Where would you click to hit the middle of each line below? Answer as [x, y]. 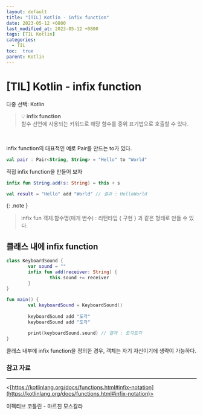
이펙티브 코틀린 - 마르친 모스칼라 [45, 406]
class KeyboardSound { [35, 261]
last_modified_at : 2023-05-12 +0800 [52, 29]
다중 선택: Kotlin [25, 104]
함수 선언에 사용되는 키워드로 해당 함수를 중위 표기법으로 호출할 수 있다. [105, 124]
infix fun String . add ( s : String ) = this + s [63, 183]
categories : [21, 40]
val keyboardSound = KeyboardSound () [75, 305]
